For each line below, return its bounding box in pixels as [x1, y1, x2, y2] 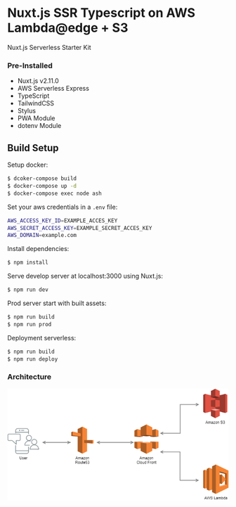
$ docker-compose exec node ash [7, 190, 102, 197]
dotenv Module [17, 122, 62, 130]
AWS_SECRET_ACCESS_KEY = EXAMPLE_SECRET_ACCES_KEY [7, 224, 152, 231]
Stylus [17, 107, 37, 115]
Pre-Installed [7, 60, 53, 70]
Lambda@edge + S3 [7, 20, 129, 36]
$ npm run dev [7, 286, 49, 293]
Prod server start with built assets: [7, 299, 107, 307]
